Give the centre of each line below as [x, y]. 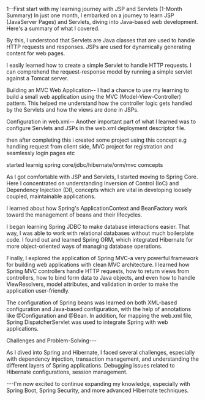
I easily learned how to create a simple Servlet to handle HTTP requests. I [99, 65]
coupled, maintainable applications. [51, 196]
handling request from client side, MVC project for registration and [90, 146]
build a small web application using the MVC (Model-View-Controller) [94, 97]
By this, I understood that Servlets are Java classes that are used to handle [101, 40]
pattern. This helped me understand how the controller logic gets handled [99, 103]
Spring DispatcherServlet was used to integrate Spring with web [87, 322]
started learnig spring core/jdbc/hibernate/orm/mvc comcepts [85, 165]
